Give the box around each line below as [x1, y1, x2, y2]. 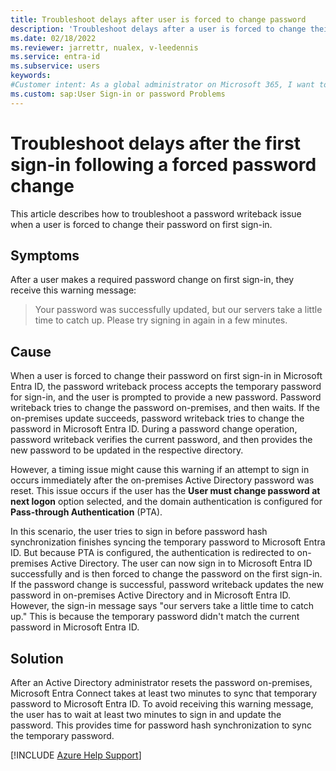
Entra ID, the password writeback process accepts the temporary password [10, 381, 322, 393]
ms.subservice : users [10, 61, 101, 71]
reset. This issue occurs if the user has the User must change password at [10, 485, 321, 497]
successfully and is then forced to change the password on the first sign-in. [10, 568, 323, 580]
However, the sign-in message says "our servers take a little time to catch [10, 600, 315, 612]
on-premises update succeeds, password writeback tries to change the [10, 412, 305, 425]
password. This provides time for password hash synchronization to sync [10, 719, 312, 731]
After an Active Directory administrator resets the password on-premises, [10, 677, 313, 688]
